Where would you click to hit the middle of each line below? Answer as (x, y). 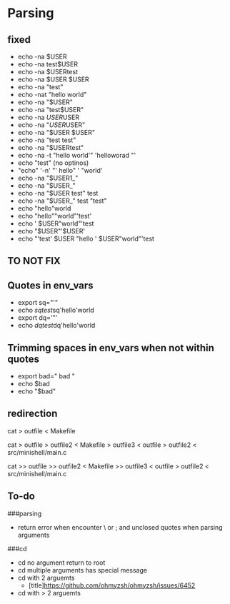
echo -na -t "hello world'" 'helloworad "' (77, 155)
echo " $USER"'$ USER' (51, 231)
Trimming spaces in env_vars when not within (111, 348)
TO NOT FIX (34, 261)
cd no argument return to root (61, 563)
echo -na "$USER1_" (48, 178)
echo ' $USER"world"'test (56, 223)
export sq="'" (38, 303)
